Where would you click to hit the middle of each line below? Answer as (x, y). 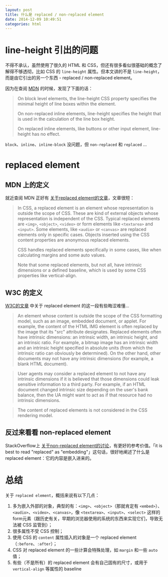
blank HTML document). (43, 364)
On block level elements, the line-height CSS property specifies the (87, 99)
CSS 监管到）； (37, 525)
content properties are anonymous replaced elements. (74, 240)
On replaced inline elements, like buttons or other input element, (84, 129)
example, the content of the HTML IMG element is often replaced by (88, 326)
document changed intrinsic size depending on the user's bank (83, 390)
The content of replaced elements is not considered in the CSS (82, 410)
